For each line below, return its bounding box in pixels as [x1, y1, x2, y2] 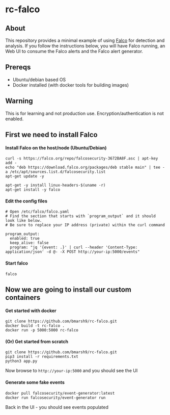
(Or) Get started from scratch [5, 338, 69, 345]
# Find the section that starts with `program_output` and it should [5, 214, 156, 219]
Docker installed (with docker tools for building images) [12, 82, 129, 88]
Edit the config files [5, 198, 47, 204]
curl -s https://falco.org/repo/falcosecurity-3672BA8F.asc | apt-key [5, 156, 158, 161]
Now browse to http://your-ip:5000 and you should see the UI [5, 368, 138, 374]
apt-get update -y [5, 174, 44, 179]
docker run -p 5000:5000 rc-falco [5, 328, 79, 333]
